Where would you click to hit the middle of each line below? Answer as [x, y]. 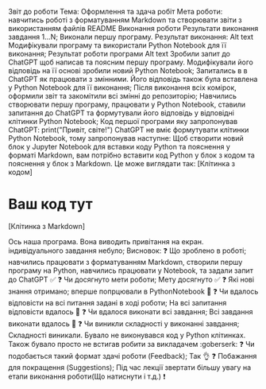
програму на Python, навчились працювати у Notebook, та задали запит [131, 270]
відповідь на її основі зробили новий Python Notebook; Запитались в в [128, 70]
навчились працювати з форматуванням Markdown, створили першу [125, 262]
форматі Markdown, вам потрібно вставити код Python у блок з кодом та [132, 155]
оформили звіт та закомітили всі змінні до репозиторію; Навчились [122, 96]
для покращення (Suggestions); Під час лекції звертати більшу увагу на [130, 367]
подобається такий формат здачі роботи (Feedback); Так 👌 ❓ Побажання [133, 356]
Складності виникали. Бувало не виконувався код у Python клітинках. [127, 335]
